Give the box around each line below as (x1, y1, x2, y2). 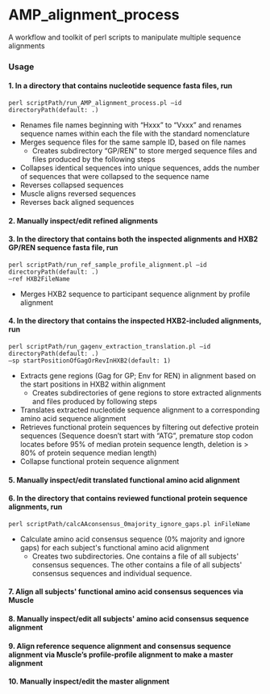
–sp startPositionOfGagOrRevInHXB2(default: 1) (8, 357, 172, 365)
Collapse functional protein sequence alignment (19, 457, 180, 466)
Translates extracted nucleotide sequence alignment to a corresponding (19, 405, 260, 415)
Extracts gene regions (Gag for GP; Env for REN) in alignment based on (19, 371, 256, 381)
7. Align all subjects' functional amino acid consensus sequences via (8, 587, 243, 596)
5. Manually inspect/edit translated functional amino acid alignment (8, 475, 240, 485)
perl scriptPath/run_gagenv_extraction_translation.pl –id (8, 343, 211, 351)
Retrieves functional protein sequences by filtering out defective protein (19, 422, 260, 433)
